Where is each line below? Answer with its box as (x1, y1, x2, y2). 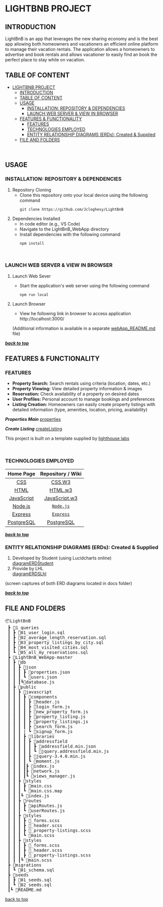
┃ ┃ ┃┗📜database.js (7, 679, 55, 685)
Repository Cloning (12, 186, 52, 193)
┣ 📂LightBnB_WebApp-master (7, 654, 73, 660)
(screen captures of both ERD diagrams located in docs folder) (5, 581, 132, 587)
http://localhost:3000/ (19, 316, 65, 321)
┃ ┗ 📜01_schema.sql (7, 867, 55, 873)
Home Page (7, 470, 35, 477)
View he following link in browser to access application (19, 310, 131, 317)
